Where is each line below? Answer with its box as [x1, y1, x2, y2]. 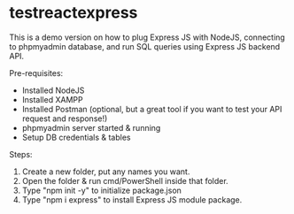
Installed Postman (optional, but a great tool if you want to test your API [21, 103, 282, 114]
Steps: [9, 149, 33, 159]
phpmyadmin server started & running [21, 122, 161, 133]
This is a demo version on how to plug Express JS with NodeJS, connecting [9, 32, 285, 42]
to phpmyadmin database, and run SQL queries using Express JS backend [9, 41, 281, 51]
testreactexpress [9, 3, 138, 23]
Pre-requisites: [9, 67, 64, 78]
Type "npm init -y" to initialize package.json [21, 185, 182, 195]
